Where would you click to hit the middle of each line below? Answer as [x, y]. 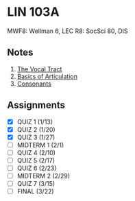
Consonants [34, 84]
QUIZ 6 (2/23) [37, 168]
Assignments [36, 105]
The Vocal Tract [39, 69]
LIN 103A [33, 12]
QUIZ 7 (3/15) [36, 184]
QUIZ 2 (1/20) [36, 129]
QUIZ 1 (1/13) [35, 121]
